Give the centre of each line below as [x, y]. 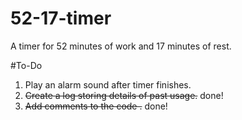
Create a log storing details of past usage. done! [124, 95]
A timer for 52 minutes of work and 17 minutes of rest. [121, 46]
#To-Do [26, 65]
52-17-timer [61, 18]
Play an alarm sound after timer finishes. [108, 84]
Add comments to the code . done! [96, 106]
